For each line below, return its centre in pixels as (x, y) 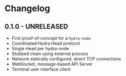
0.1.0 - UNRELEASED (36, 27)
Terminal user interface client (41, 69)
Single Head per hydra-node (40, 48)
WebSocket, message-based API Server (52, 64)
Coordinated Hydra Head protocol (46, 43)
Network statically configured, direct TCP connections (66, 59)
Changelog (27, 9)
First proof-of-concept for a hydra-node (51, 38)
